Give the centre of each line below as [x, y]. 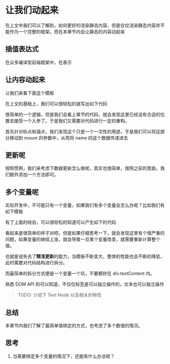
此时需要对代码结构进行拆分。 [36, 263]
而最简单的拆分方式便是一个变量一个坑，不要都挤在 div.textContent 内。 [80, 274]
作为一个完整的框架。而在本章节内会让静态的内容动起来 [67, 31]
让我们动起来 [32, 10]
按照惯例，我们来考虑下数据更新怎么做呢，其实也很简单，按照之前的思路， [83, 168]
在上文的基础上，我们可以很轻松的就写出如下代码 [56, 104]
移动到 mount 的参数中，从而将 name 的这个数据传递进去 [69, 138]
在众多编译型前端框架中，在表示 [38, 62]
